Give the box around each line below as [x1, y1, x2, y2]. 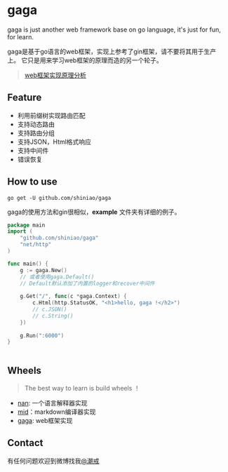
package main [7, 222, 46, 229]
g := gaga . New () [20, 267, 68, 274]
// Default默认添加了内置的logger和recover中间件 [20, 280, 155, 287]
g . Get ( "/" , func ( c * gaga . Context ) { [20, 293, 128, 300]
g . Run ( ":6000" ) [20, 332, 65, 339]
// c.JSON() [32, 306, 68, 313]
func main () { [7, 260, 49, 267]
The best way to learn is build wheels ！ [24, 384, 140, 392]
